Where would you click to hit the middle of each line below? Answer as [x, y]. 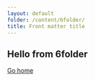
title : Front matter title [46, 26]
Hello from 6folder [47, 54]
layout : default [31, 13]
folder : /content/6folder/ [46, 20]
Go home [20, 71]
